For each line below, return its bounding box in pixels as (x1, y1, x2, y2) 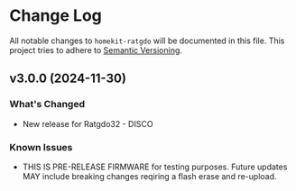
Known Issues (9, 141, 73, 153)
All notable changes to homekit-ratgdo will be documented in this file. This (9, 35, 285, 46)
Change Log (9, 5, 102, 26)
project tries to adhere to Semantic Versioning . (9, 44, 183, 55)
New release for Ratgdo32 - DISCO (22, 118, 153, 129)
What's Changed (9, 98, 86, 111)
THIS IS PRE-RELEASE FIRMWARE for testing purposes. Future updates (22, 161, 288, 172)
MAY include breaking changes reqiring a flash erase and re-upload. (22, 170, 277, 181)
